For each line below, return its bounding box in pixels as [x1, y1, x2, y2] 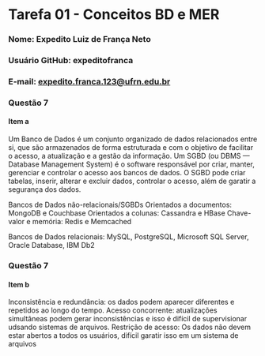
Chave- [226, 208, 252, 218]
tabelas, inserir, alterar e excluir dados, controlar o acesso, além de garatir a [8, 176, 256, 186]
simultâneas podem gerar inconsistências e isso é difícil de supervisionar [8, 314, 248, 324]
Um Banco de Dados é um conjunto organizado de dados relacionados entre [8, 134, 258, 144]
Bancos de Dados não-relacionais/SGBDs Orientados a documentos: [8, 200, 232, 210]
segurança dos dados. [8, 185, 81, 194]
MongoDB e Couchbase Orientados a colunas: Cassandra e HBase [8, 208, 225, 218]
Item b [8, 279, 30, 289]
